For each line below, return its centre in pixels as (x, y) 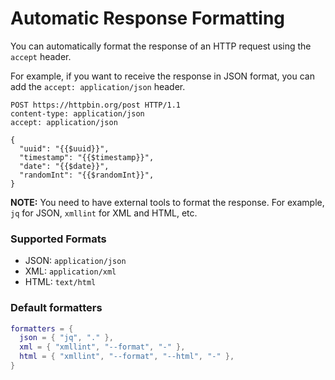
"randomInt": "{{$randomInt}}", (87, 175)
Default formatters (56, 308)
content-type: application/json (77, 113)
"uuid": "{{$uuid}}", (64, 148)
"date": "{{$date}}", (64, 166)
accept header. (41, 56)
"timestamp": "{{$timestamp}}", (87, 157)
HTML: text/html (60, 282)
